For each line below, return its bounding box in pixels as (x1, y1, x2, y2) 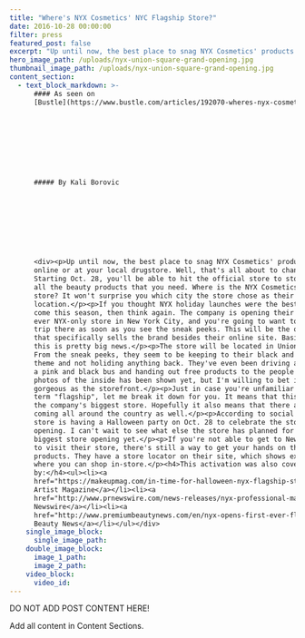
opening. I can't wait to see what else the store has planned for (33, 426, 295, 436)
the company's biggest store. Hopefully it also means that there (33, 401, 290, 410)
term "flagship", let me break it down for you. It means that (33, 392, 279, 402)
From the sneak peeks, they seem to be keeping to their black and (33, 350, 295, 359)
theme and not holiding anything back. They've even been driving (33, 358, 290, 368)
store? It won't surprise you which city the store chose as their (33, 291, 295, 300)
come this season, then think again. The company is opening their (33, 308, 295, 318)
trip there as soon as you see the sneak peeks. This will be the (33, 325, 290, 334)
